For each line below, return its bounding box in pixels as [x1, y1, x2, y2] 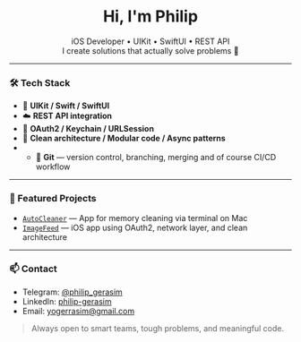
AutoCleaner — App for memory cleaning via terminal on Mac [21, 212, 248, 223]
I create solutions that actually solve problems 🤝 [62, 45, 239, 56]
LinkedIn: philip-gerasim [21, 295, 112, 306]
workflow [35, 161, 71, 172]
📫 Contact [9, 262, 57, 275]
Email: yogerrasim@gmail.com [21, 305, 135, 316]
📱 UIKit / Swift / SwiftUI [21, 100, 110, 111]
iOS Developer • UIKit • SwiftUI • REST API [71, 36, 230, 47]
